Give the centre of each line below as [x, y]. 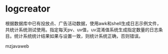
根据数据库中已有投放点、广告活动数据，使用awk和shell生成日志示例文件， [83, 23]
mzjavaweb [17, 46]
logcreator [28, 9]
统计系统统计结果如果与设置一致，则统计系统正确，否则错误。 [78, 36]
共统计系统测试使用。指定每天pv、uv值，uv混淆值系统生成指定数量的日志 [82, 30]
